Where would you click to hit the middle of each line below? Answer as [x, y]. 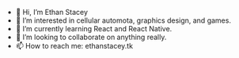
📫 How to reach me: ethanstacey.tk [74, 46]
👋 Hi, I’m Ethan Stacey [52, 12]
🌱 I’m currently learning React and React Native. [94, 29]
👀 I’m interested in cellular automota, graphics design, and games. [123, 20]
